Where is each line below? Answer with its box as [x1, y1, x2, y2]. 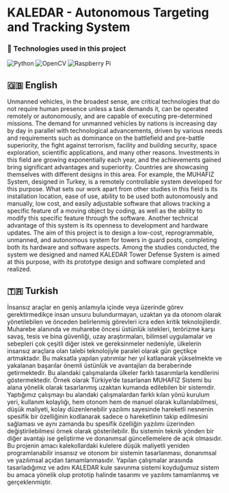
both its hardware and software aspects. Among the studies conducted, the [7, 243, 220, 252]
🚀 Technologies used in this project [7, 44, 126, 53]
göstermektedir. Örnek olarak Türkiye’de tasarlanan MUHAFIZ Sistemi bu [7, 376, 212, 385]
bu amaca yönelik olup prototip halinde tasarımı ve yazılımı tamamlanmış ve [7, 471, 219, 479]
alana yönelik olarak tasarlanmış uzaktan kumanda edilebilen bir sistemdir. [7, 383, 216, 392]
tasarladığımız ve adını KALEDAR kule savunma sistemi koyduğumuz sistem [7, 464, 219, 472]
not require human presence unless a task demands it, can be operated [7, 105, 208, 113]
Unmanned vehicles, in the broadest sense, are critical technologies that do [7, 97, 220, 106]
